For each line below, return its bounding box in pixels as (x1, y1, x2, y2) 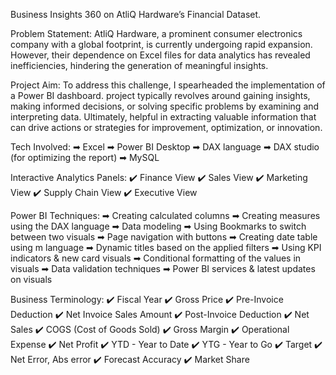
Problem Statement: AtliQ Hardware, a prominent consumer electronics (10, 28, 303, 39)
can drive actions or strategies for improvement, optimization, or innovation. (10, 122, 323, 133)
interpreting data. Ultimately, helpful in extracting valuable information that (10, 111, 317, 123)
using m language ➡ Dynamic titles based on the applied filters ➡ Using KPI (10, 242, 322, 253)
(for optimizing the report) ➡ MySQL (10, 152, 160, 163)
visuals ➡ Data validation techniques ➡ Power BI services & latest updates (10, 263, 316, 274)
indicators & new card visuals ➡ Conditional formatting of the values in (10, 252, 302, 264)
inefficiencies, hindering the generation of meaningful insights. (10, 60, 269, 71)
